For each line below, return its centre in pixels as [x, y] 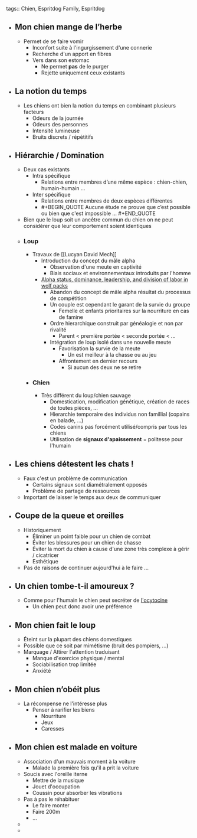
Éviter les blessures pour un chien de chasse [87, 542]
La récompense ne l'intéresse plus [65, 704]
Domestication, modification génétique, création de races [120, 402]
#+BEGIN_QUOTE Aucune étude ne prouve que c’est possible [116, 207]
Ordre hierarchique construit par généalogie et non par [116, 323]
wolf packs [54, 285]
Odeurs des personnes [60, 124]
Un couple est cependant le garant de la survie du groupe [120, 304]
